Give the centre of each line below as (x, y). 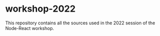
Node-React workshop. (30, 28)
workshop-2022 (40, 9)
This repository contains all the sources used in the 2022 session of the (80, 23)
